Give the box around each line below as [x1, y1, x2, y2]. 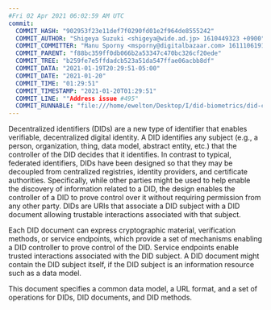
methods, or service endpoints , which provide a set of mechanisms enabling [8, 234, 263, 244]
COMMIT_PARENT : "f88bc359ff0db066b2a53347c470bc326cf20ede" [15, 49, 222, 57]
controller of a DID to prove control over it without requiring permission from [8, 193, 261, 203]
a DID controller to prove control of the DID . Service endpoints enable [8, 243, 240, 253]
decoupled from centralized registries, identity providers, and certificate [8, 167, 248, 177]
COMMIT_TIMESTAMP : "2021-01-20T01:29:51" [15, 86, 157, 95]
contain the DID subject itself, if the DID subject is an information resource [8, 260, 255, 270]
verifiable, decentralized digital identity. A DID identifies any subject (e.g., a [8, 132, 258, 142]
